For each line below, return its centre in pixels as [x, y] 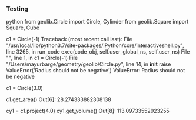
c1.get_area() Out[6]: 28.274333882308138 [59, 99]
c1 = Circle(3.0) [24, 88]
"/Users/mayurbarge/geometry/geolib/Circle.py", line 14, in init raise [89, 64]
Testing [17, 9]
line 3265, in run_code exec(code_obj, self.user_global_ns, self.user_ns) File [98, 52]
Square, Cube [23, 28]
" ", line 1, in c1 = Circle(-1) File [42, 58]
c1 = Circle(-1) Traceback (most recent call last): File [69, 39]
